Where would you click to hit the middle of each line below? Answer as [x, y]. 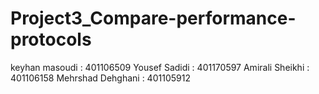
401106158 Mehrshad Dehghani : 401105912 [100, 78]
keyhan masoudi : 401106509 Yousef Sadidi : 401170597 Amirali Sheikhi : [160, 67]
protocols [51, 39]
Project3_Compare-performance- [153, 18]
